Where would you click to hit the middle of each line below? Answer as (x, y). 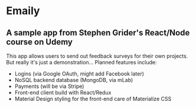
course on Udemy (39, 42)
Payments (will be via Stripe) (49, 86)
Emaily (23, 11)
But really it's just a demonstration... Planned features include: (81, 62)
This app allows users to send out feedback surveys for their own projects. (97, 56)
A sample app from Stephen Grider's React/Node (98, 33)
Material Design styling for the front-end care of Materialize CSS (93, 99)
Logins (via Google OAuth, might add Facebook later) (79, 74)
